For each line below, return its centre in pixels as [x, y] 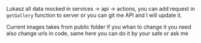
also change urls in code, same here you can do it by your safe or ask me [97, 33]
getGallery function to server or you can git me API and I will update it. [94, 15]
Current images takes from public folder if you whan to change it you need [99, 27]
